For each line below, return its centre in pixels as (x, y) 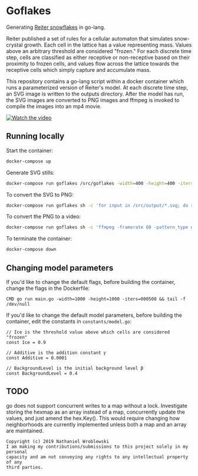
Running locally (35, 136)
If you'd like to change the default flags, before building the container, (91, 282)
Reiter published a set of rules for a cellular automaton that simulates (90, 38)
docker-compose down (32, 249)
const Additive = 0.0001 (37, 358)
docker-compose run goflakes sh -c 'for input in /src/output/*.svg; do (97, 205)
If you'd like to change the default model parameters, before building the (94, 315)
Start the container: (29, 150)
